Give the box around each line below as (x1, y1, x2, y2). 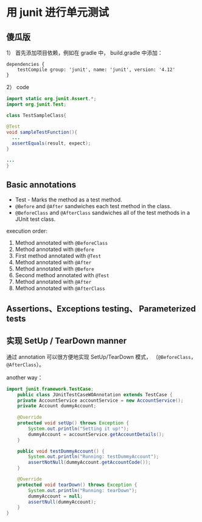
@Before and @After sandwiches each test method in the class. (15, 202, 172, 209)
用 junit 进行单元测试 (6, 5, 110, 20)
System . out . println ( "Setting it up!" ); (28, 426, 130, 432)
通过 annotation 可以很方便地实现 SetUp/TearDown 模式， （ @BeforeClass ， (6, 353, 197, 360)
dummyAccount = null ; (28, 493, 83, 499)
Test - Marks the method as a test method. (15, 196, 123, 203)
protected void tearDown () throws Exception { (17, 482, 138, 488)
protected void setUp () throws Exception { (17, 420, 130, 426)
